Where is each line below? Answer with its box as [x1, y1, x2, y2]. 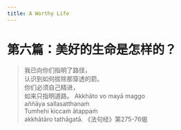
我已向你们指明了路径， [23, 66, 91, 74]
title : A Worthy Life [7, 10, 70, 17]
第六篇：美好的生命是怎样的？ [7, 42, 178, 57]
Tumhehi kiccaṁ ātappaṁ [23, 107, 98, 115]
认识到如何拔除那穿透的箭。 [23, 74, 104, 83]
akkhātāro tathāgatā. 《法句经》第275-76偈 [23, 115, 148, 123]
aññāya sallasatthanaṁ [23, 99, 90, 107]
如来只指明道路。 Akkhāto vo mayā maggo [23, 91, 145, 100]
